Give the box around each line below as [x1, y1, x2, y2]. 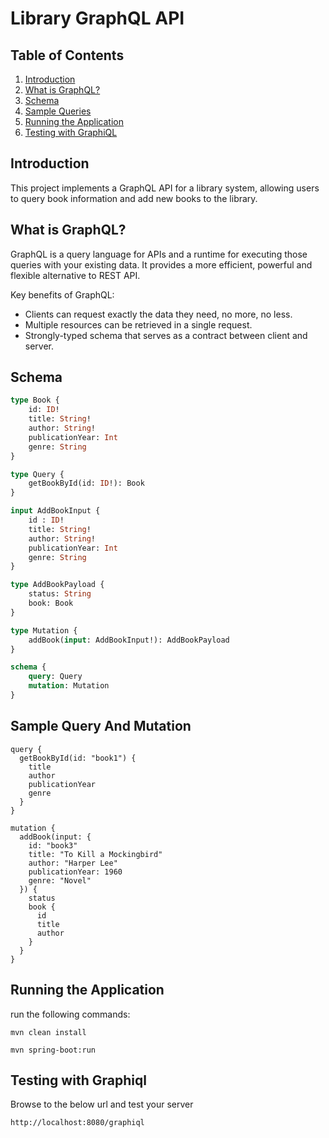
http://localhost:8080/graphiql [10, 1118, 145, 1128]
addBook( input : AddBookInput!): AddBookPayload [28, 635, 230, 645]
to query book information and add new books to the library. [10, 192, 258, 204]
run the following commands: [10, 1008, 131, 1020]
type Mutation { [10, 625, 78, 636]
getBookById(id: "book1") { [19, 753, 137, 763]
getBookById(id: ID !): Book [28, 478, 145, 489]
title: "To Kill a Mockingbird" [28, 849, 163, 859]
